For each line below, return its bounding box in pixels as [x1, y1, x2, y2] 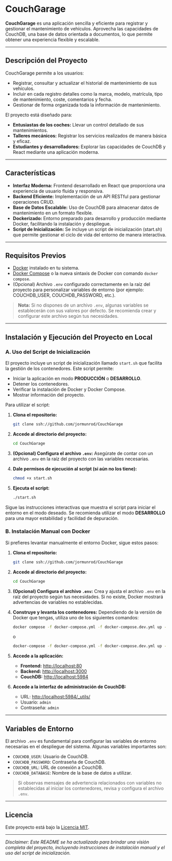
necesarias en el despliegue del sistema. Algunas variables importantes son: [5, 744, 167, 750]
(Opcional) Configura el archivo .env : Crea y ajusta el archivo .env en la [12, 588, 166, 594]
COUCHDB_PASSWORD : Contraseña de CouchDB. [12, 759, 106, 765]
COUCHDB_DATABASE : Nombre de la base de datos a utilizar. [12, 770, 132, 776]
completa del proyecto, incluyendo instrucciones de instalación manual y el [5, 844, 165, 850]
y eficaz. [12, 138, 32, 144]
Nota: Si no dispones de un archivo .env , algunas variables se [17, 302, 149, 309]
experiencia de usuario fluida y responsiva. [12, 188, 104, 194]
